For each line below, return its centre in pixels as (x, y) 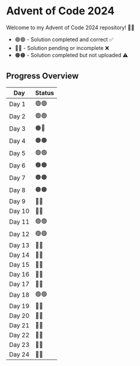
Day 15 (19, 265)
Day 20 (19, 315)
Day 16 (19, 274)
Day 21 (19, 325)
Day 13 (19, 245)
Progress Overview (42, 76)
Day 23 (19, 345)
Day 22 (19, 335)
